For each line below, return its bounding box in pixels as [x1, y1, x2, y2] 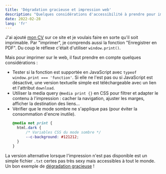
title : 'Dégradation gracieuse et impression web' [5, 7, 112, 12]
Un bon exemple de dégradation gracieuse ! [5, 163, 95, 169]
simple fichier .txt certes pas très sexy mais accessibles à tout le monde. [5, 158, 156, 164]
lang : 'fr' [5, 21, 28, 26]
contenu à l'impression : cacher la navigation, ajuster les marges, [12, 96, 145, 102]
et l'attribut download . [12, 85, 55, 91]
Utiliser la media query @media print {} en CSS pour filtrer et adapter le [12, 90, 159, 96]
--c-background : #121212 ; [25, 134, 79, 139]
